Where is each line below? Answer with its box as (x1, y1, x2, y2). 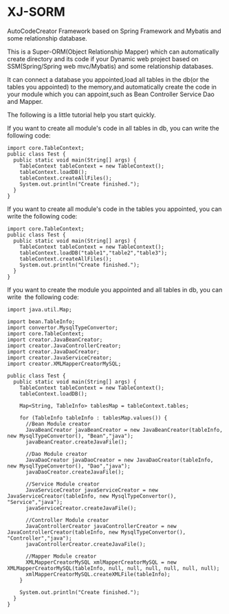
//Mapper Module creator (25, 553, 97, 560)
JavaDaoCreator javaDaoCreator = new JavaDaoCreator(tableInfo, (25, 457, 214, 463)
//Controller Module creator (25, 516, 109, 523)
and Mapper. (7, 97, 43, 105)
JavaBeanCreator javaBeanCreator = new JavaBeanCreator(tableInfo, (25, 426, 223, 433)
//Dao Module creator (25, 450, 88, 457)
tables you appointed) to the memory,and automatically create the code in (7, 83, 217, 91)
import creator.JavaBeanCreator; (7, 336, 103, 343)
